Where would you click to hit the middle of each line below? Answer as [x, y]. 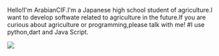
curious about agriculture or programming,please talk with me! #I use [106, 25]
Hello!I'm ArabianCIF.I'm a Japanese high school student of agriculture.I [110, 10]
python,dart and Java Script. [48, 32]
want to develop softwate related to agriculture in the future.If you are [107, 17]
